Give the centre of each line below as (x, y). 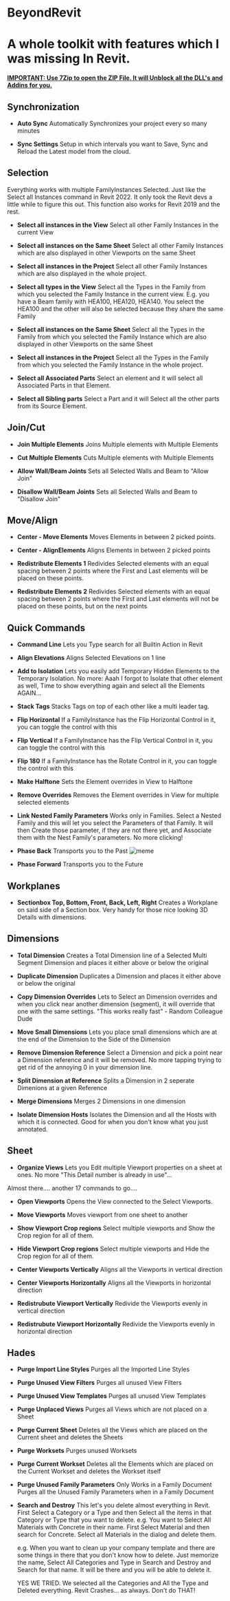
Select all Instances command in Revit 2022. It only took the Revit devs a (110, 197)
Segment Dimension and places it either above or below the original (113, 962)
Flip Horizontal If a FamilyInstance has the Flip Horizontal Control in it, (116, 720)
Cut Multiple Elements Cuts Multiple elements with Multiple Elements (115, 457)
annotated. (32, 1129)
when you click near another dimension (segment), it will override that (116, 1004)
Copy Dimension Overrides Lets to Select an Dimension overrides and (117, 997)
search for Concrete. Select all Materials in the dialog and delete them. (117, 1535)
